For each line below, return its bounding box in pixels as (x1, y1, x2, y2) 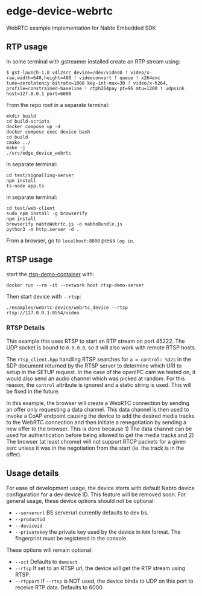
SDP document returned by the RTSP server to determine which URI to (6, 361, 182, 369)
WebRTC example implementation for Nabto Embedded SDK (6, 24, 156, 31)
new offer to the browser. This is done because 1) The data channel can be (6, 425, 192, 432)
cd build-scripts (6, 118, 50, 125)
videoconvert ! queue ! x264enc (79, 74, 161, 81)
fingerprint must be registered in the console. (14, 534, 128, 542)
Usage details (6, 468, 59, 479)
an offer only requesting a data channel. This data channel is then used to (6, 406, 189, 413)
